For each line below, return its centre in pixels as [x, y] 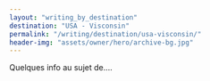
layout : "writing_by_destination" [74, 17]
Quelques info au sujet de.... [61, 68]
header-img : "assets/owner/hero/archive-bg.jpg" [101, 42]
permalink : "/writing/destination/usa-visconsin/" [105, 34]
